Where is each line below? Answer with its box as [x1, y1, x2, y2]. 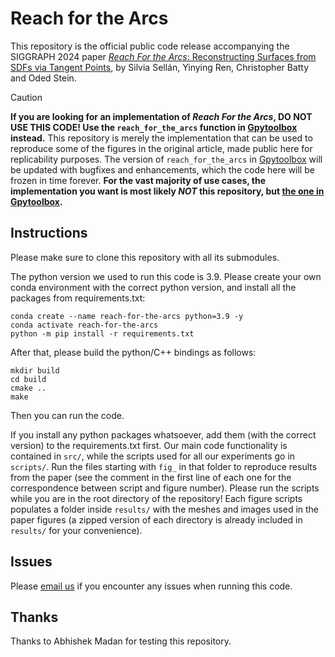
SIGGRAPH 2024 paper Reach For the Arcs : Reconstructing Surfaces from [10, 50, 317, 62]
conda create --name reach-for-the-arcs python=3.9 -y [10, 311, 244, 321]
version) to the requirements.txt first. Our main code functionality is [10, 439, 288, 451]
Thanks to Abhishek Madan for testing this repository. [10, 635, 232, 647]
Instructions [10, 225, 88, 242]
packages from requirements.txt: [10, 292, 146, 304]
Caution [10, 91, 43, 103]
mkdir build [10, 365, 60, 376]
